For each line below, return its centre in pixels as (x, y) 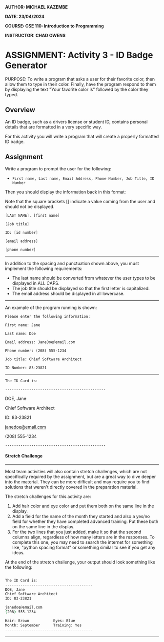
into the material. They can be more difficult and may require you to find (77, 482)
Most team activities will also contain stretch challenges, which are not (76, 471)
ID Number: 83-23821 (26, 368)
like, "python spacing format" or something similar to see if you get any (84, 547)
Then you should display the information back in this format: (65, 192)
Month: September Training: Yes (43, 625)
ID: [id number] (21, 232)
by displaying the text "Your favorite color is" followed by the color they (77, 89)
